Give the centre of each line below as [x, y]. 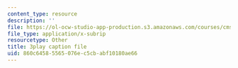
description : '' [31, 21]
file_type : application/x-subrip [57, 34]
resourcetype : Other [38, 40]
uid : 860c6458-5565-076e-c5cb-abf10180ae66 [73, 54]
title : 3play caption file [47, 47]
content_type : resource [42, 14]
